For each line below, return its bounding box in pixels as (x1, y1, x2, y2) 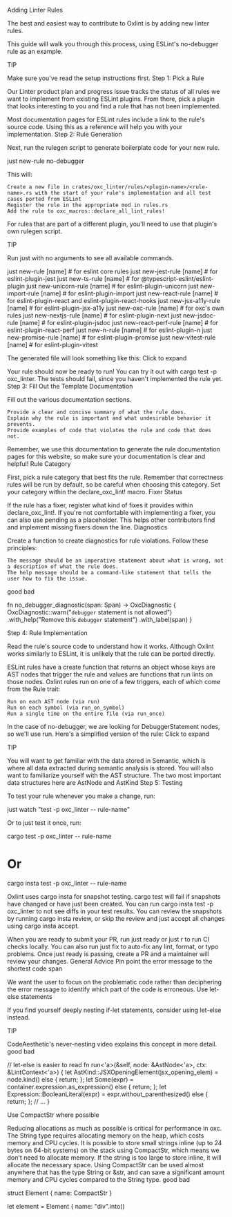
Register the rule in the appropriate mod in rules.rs (7, 202, 168, 208)
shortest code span (7, 964, 63, 973)
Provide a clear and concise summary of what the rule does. (7, 409, 187, 416)
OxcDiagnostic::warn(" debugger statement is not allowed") (7, 608, 173, 616)
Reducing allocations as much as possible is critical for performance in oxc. (7, 1124, 222, 1132)
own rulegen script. (7, 227, 63, 235)
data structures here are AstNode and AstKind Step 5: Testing (7, 779, 183, 786)
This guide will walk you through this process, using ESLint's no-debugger (7, 40, 219, 48)
